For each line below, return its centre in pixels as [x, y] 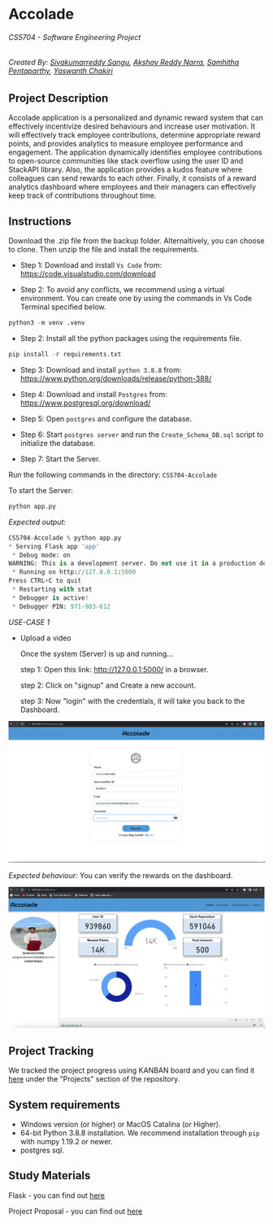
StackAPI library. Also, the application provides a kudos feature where [125, 170]
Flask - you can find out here [57, 1195]
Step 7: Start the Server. [60, 459]
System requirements [64, 1105]
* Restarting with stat [52, 590]
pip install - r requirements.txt [65, 355]
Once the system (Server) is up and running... [96, 654]
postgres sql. [42, 1150]
